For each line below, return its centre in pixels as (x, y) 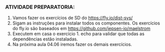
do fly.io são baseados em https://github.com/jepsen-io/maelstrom (81, 28)
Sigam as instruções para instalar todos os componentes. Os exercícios (86, 23)
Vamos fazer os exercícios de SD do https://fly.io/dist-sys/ (72, 18)
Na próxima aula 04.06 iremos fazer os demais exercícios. (72, 44)
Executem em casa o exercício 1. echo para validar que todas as (78, 34)
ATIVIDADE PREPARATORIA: (40, 7)
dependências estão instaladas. (45, 39)
